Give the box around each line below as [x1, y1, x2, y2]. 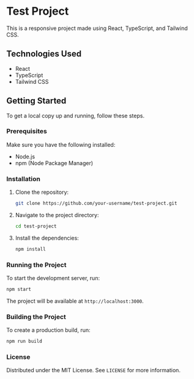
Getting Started [6, 96, 67, 106]
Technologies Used [6, 49, 81, 59]
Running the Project [6, 260, 67, 269]
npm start [6, 286, 32, 293]
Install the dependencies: [15, 234, 80, 241]
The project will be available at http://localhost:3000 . [6, 297, 144, 304]
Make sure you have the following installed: [6, 141, 116, 148]
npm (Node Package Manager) [15, 159, 94, 166]
